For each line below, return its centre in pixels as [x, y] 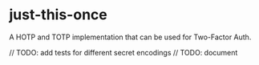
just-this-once [58, 15]
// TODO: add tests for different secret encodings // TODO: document [123, 52]
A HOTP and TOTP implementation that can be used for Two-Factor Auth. [130, 37]
